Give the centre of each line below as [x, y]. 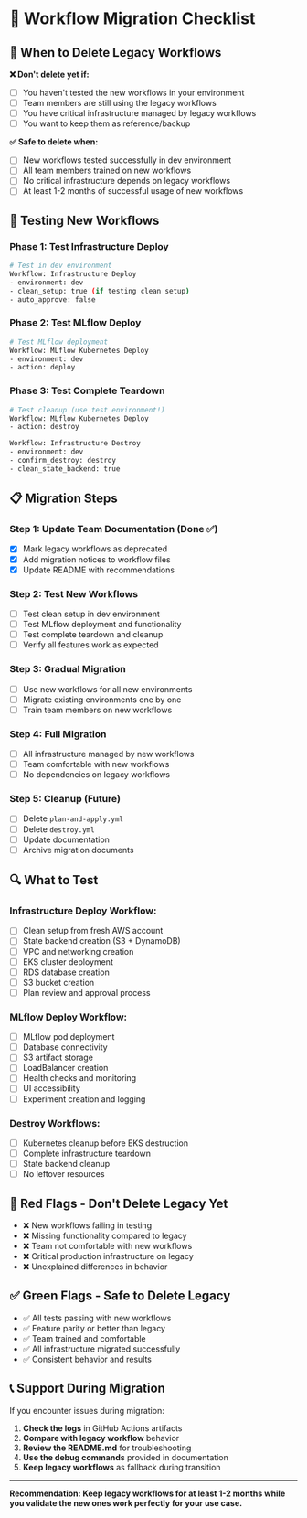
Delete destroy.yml [58, 829]
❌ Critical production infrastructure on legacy [108, 1256]
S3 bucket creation [58, 982]
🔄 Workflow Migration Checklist [132, 19]
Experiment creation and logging [84, 1099]
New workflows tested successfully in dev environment [127, 160]
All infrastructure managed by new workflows [108, 754]
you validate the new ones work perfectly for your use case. [126, 1502]
